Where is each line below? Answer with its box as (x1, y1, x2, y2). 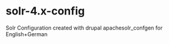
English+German (5, 30, 48, 37)
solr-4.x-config (5, 4, 85, 18)
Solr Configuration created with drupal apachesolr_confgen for (5, 24, 163, 31)
